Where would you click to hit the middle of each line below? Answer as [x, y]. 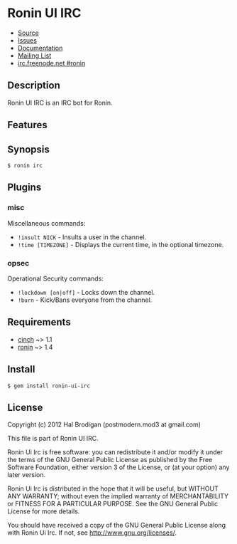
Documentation [40, 48]
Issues [27, 40]
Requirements [39, 322]
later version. [27, 475]
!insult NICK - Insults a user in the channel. [82, 237]
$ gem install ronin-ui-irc [49, 386]
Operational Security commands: [56, 278]
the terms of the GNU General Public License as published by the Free [110, 460]
